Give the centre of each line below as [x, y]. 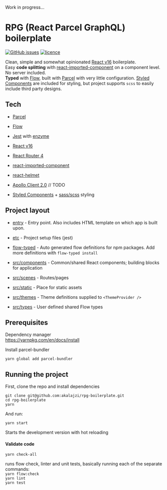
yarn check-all [21, 455]
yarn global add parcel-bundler [39, 359]
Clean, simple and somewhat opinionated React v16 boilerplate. [71, 62]
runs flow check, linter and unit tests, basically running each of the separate [84, 464]
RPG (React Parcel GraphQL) [65, 28]
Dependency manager [28, 335]
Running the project [37, 374]
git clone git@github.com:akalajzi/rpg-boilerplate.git [65, 396]
